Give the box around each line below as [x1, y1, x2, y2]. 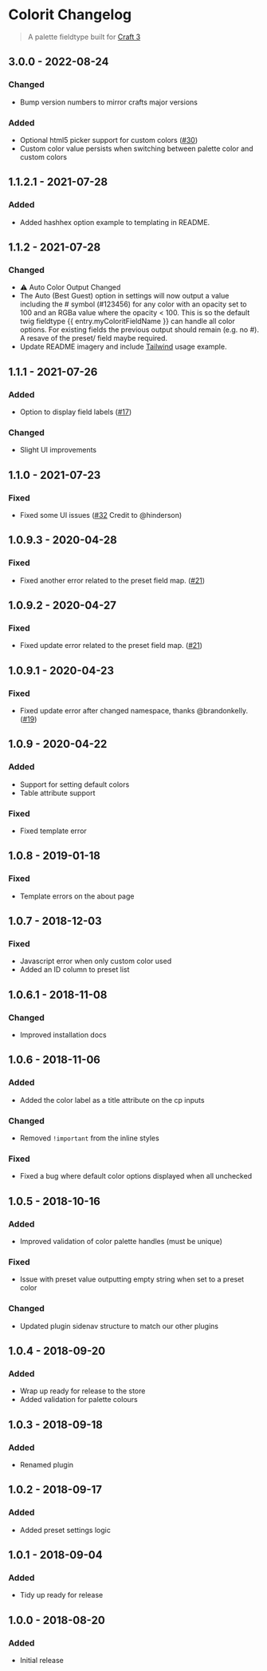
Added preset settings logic [19, 1525, 112, 1535]
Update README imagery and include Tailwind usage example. [19, 342, 227, 352]
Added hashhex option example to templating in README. [19, 217, 210, 227]
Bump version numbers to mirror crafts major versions [19, 97, 198, 107]
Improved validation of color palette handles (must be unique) [19, 1237, 223, 1246]
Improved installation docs [19, 1030, 107, 1040]
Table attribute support [19, 788, 96, 797]
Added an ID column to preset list [19, 965, 130, 974]
